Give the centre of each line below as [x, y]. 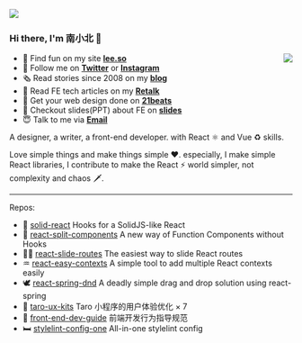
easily [33, 273]
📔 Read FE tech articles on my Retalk [91, 91]
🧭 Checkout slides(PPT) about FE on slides [102, 110]
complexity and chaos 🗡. [57, 178]
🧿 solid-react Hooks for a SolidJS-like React [104, 225]
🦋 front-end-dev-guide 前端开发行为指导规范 [105, 318]
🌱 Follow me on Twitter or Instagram [91, 68]
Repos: [22, 208]
